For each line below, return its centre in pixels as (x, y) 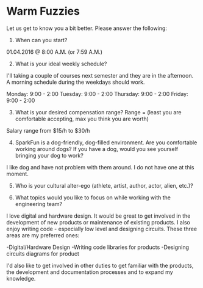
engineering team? (39, 204)
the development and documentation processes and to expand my (90, 272)
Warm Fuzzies (43, 11)
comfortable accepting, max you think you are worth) (82, 119)
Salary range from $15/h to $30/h (48, 130)
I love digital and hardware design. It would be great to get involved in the (98, 216)
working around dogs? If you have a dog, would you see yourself (97, 149)
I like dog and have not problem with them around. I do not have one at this (100, 167)
